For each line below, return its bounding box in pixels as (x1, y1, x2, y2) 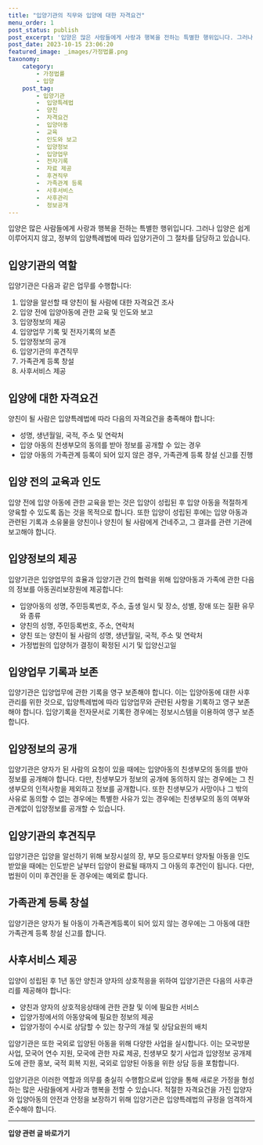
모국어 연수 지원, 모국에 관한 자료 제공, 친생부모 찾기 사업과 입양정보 (24, 1048, 231, 1058)
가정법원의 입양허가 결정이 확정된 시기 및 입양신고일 (19, 640, 177, 650)
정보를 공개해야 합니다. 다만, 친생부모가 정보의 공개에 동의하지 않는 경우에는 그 (8, 775, 247, 784)
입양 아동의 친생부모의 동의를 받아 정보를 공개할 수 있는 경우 (19, 440, 202, 450)
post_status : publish (8, 26, 79, 34)
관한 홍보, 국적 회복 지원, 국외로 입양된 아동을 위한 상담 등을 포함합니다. (22, 1058, 240, 1067)
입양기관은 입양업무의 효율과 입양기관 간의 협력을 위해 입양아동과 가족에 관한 (8, 574, 240, 584)
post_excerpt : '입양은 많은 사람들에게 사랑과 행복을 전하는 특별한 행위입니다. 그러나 (8, 33, 254, 42)
